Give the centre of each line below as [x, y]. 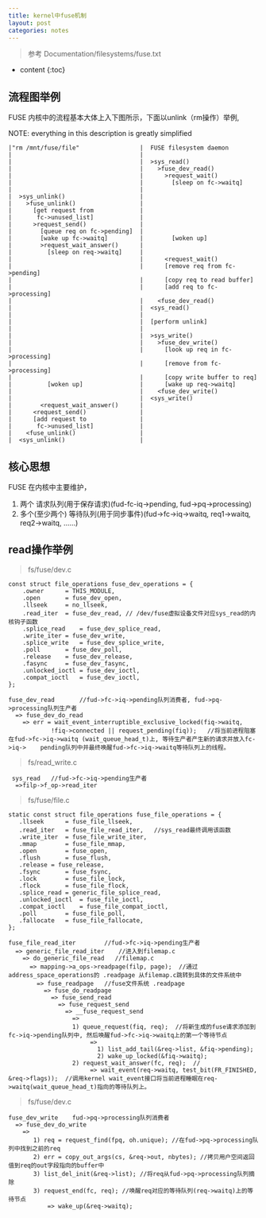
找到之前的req [40, 1148]
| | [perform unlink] [108, 322]
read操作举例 [41, 550]
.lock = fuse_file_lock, [72, 879]
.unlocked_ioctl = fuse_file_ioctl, [81, 899]
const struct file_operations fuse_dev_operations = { [101, 584]
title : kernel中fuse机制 [48, 16]
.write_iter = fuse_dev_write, [74, 636]
